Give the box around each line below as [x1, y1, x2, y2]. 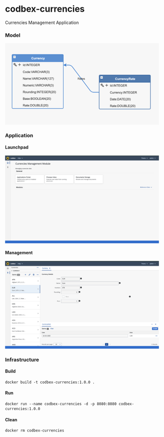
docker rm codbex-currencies [5, 428, 64, 433]
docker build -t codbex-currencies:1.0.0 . [5, 380, 95, 385]
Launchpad [5, 144, 29, 150]
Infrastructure [5, 356, 40, 363]
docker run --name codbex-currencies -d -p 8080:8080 [5, 402, 117, 407]
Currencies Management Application [5, 20, 79, 25]
